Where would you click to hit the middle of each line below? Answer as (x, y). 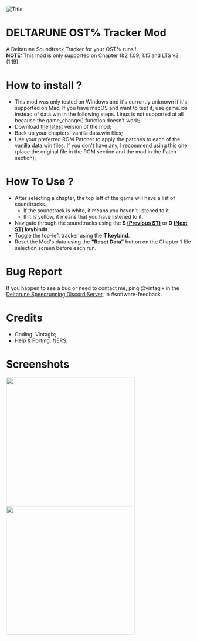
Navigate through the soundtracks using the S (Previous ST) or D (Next (101, 223)
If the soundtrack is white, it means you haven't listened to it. (97, 210)
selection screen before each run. (55, 248)
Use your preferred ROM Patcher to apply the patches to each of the (97, 139)
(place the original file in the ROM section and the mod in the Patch (96, 151)
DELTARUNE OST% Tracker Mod (86, 33)
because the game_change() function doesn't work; (77, 120)
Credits (24, 318)
